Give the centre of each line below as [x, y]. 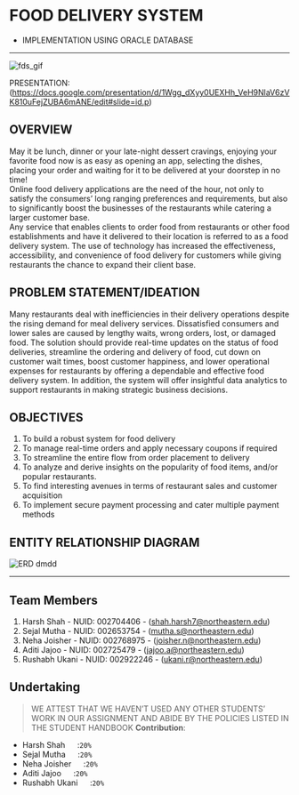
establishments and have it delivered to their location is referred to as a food [149, 236]
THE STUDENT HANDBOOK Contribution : [108, 727]
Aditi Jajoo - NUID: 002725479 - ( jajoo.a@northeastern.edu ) [133, 650]
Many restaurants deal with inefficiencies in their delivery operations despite [149, 314]
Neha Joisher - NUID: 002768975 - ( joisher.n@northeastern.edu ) [141, 640]
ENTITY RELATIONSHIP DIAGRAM [105, 542]
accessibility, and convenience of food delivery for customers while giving [145, 255]
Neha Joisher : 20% [60, 763]
